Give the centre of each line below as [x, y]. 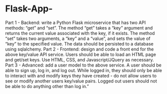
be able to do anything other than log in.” [47, 86]
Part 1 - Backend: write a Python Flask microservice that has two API [76, 22]
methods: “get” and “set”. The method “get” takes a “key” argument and [79, 27]
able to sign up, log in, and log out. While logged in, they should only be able [83, 70]
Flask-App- [29, 9]
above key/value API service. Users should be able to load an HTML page [81, 54]
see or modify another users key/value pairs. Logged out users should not [81, 81]
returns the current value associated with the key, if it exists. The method [80, 33]
